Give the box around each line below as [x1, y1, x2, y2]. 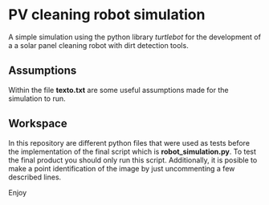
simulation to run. [8, 94, 66, 103]
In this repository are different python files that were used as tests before [8, 138, 251, 147]
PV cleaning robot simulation [8, 6, 206, 24]
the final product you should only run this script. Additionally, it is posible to [8, 155, 258, 165]
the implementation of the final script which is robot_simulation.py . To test [8, 147, 257, 156]
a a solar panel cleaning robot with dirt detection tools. [8, 40, 189, 50]
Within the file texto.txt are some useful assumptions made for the [8, 85, 229, 94]
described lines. [8, 172, 62, 182]
